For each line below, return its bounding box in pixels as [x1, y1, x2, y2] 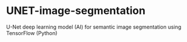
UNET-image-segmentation [6, 4, 145, 17]
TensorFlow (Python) [6, 29, 58, 36]
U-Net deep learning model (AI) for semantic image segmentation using [6, 23, 182, 30]
